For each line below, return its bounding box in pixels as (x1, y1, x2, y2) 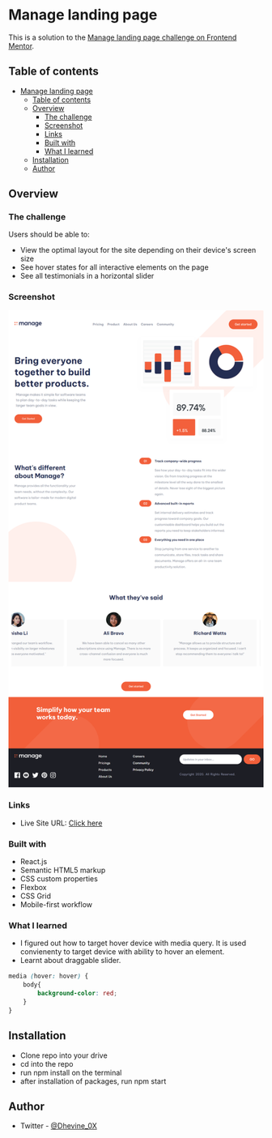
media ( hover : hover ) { (8, 972, 89, 981)
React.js (19, 857, 48, 867)
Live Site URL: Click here (19, 818, 103, 828)
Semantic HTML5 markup (19, 865, 106, 876)
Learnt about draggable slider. (19, 956, 121, 965)
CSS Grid (19, 891, 51, 901)
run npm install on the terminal (19, 1068, 122, 1077)
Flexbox (19, 883, 47, 893)
